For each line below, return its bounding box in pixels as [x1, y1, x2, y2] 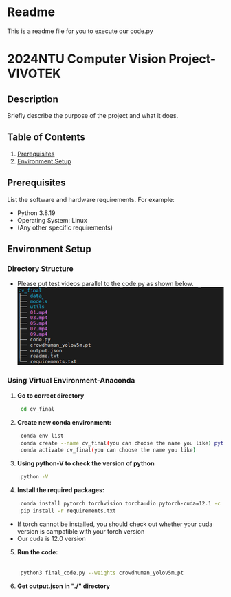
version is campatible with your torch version [16, 527, 145, 535]
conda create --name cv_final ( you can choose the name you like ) [20, 439, 212, 447]
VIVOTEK [7, 66, 62, 81]
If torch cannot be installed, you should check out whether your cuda [16, 520, 213, 528]
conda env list [20, 432, 64, 439]
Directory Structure [7, 263, 74, 273]
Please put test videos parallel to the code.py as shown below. [16, 280, 194, 288]
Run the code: [16, 547, 58, 556]
